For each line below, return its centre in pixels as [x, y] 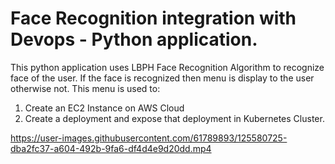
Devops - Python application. [134, 39]
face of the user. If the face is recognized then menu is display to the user [162, 78]
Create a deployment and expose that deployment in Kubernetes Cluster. [174, 118]
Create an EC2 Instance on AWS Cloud [104, 108]
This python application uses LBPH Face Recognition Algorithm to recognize [167, 67]
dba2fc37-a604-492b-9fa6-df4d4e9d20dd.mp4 [111, 148]
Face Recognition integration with [153, 18]
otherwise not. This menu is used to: [85, 88]
